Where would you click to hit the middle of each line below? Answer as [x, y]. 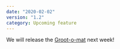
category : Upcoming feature [42, 23]
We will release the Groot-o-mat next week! [60, 40]
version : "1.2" [25, 17]
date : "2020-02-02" [31, 12]
